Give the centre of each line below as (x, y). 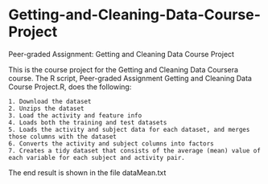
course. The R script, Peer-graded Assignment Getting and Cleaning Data (130, 78)
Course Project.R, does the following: (70, 87)
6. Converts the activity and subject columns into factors (111, 143)
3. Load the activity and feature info (75, 115)
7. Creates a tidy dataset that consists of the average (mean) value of (135, 150)
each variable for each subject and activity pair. (97, 157)
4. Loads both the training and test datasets (88, 122)
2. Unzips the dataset (46, 108)
